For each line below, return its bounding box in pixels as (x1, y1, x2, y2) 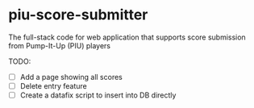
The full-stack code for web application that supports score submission (8, 32, 246, 42)
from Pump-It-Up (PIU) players (8, 40, 111, 50)
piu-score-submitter (8, 6, 148, 24)
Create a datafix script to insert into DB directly (19, 90, 177, 100)
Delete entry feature (19, 81, 87, 90)
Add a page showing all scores (19, 72, 123, 81)
